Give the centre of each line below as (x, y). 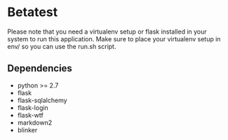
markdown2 (35, 122)
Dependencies (40, 68)
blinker (27, 129)
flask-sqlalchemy (42, 100)
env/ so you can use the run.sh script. (62, 46)
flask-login (33, 107)
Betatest (33, 12)
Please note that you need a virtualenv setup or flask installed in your (107, 31)
